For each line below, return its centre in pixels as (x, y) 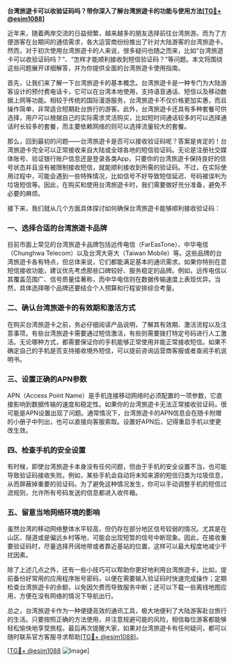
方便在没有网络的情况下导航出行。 (68, 596)
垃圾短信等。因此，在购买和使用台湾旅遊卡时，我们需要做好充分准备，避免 (114, 185)
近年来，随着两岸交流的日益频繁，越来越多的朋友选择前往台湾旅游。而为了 (114, 33)
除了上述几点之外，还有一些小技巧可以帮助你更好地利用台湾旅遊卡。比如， (114, 570)
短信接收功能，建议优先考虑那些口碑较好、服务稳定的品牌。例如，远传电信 (114, 270)
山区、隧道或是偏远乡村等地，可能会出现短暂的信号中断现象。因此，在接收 (114, 538)
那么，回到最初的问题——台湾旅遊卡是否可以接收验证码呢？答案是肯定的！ (114, 141)
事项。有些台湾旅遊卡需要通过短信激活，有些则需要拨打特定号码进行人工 (117, 333)
